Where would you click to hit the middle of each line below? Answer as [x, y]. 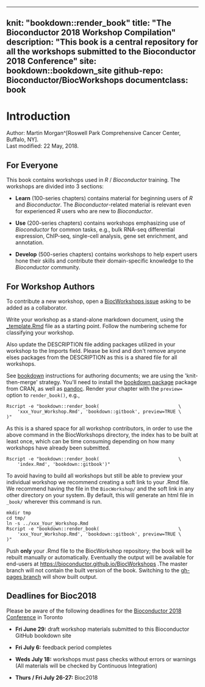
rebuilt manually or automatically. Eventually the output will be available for [100, 557]
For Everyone [32, 165]
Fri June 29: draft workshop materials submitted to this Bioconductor [102, 629]
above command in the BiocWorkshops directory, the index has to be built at [102, 435]
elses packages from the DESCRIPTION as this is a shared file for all [92, 357]
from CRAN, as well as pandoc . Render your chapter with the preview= [95, 388]
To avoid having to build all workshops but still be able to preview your [95, 475]
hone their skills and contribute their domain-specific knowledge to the [104, 261]
